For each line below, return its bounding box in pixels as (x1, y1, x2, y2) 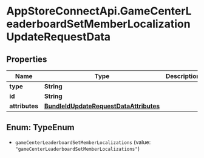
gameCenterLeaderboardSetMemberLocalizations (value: (15, 138, 151, 146)
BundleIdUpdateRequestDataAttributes (44, 102, 160, 110)
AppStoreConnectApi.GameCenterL (6, 4, 192, 18)
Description (166, 72, 200, 80)
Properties (6, 54, 47, 64)
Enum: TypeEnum (6, 122, 75, 133)
